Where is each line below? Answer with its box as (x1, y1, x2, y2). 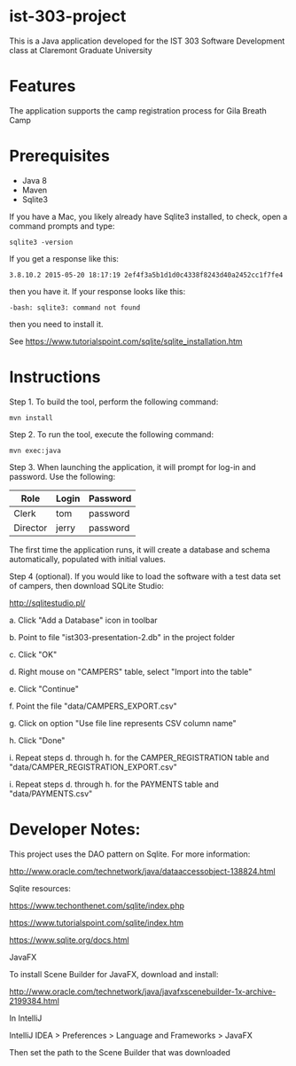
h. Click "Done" (9, 734, 66, 746)
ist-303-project (9, 6, 127, 27)
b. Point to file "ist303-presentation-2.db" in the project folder (9, 631, 236, 642)
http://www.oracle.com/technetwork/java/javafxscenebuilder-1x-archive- (9, 986, 277, 997)
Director (13, 521, 48, 534)
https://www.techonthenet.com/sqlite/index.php (9, 900, 184, 911)
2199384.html (9, 995, 60, 1006)
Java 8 (21, 175, 47, 185)
